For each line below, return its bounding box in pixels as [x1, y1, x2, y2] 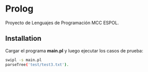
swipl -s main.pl [5, 57, 42, 62]
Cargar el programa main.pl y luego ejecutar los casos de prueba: [5, 47, 143, 53]
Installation [5, 34, 42, 43]
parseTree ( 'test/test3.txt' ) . [5, 62, 69, 67]
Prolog [5, 3, 34, 15]
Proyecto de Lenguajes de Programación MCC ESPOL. [5, 20, 119, 26]
